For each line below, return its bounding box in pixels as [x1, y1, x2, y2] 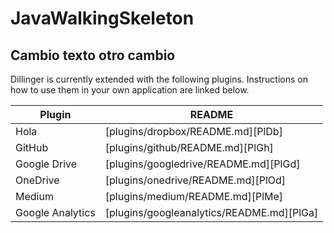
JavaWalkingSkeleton [10, 7, 195, 30]
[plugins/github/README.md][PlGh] [104, 141, 274, 154]
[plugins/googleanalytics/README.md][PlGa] [104, 206, 319, 219]
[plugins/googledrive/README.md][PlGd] [104, 157, 301, 171]
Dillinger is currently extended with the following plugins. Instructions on [10, 73, 308, 85]
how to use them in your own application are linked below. [10, 84, 250, 96]
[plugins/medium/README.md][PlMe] [104, 190, 284, 203]
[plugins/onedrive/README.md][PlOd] [104, 173, 287, 187]
